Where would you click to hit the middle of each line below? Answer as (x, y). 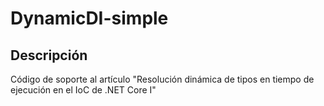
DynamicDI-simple (89, 18)
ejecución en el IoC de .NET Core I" (83, 90)
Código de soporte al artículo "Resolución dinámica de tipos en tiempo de (162, 79)
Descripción (49, 55)
